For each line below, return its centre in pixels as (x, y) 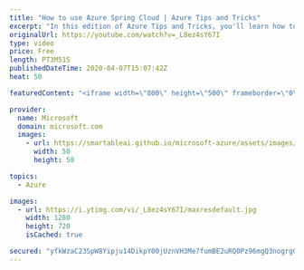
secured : (26, 251)
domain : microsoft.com (60, 126)
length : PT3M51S (40, 60)
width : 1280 (48, 218)
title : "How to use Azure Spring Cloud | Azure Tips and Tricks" (135, 18)
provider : (28, 110)
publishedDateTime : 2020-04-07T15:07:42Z (89, 69)
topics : (24, 176)
